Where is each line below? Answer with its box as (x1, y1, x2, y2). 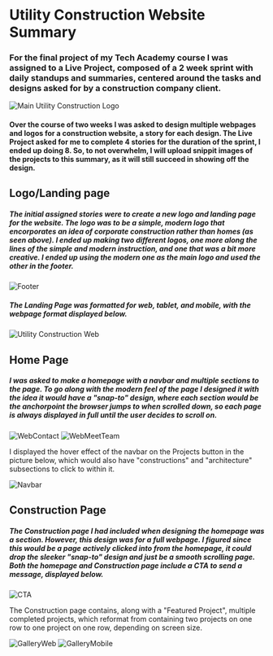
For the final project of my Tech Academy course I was (9, 52, 228, 63)
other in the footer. (9, 261, 74, 271)
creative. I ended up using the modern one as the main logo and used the (9, 252, 261, 262)
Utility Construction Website (9, 6, 206, 24)
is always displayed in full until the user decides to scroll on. (9, 410, 218, 420)
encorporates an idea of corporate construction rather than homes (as (9, 226, 254, 237)
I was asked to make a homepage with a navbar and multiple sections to (9, 376, 259, 386)
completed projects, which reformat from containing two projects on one (9, 614, 253, 624)
